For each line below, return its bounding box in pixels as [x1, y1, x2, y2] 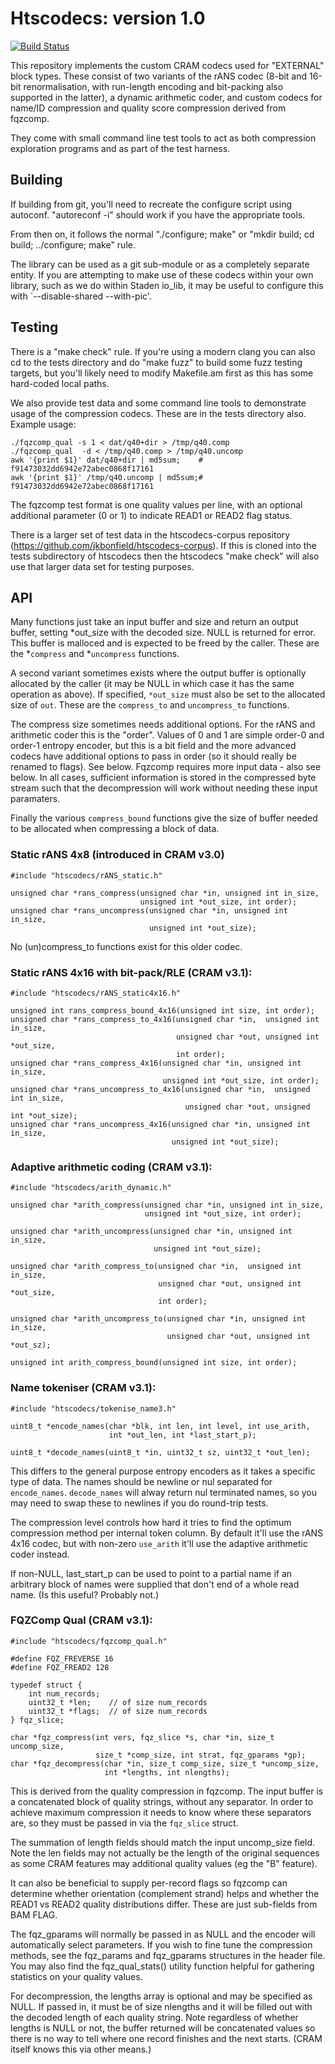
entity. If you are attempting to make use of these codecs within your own [10, 268, 314, 281]
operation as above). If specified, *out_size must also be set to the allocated [10, 688, 326, 701]
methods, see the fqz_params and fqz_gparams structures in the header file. [10, 1949, 326, 1961]
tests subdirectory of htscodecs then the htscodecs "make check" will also [10, 550, 320, 562]
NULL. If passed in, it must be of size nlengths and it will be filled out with [10, 2000, 313, 2012]
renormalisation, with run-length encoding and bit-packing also [23, 80, 284, 92]
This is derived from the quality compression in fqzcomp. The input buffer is [10, 1785, 324, 1797]
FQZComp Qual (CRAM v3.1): [10, 1613, 153, 1627]
